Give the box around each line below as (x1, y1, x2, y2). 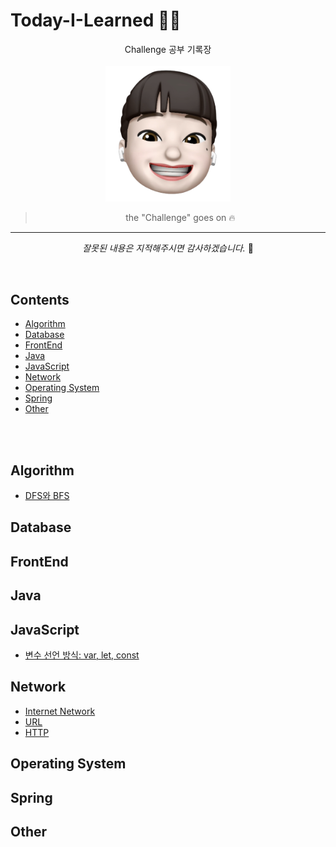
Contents (10, 291, 70, 308)
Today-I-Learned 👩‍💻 (10, 9, 182, 32)
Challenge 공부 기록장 (124, 43, 212, 55)
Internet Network (24, 705, 96, 717)
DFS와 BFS (24, 490, 70, 502)
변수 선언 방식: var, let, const (24, 649, 140, 661)
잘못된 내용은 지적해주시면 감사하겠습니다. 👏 (82, 242, 254, 254)
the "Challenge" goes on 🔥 (125, 212, 236, 224)
